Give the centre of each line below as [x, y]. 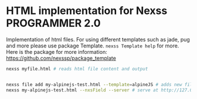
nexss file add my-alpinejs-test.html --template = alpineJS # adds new [94, 84]
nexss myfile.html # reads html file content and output [77, 69]
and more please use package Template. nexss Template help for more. [93, 46]
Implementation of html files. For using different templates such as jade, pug [98, 39]
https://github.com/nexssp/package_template [61, 58]
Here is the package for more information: [57, 52]
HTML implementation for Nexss [87, 11]
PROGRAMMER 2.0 [53, 23]
